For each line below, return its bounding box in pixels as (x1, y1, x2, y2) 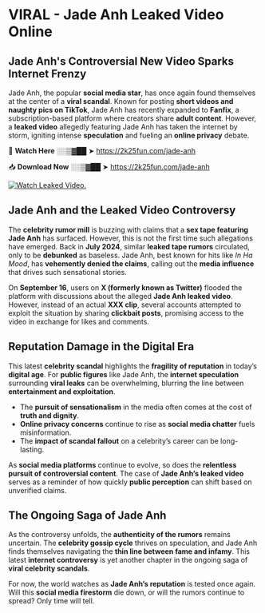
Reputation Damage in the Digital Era (8, 340, 194, 353)
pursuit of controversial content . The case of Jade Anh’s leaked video (8, 468, 244, 478)
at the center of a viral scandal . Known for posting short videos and (8, 97, 234, 105)
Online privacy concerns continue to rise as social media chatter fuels (19, 419, 255, 428)
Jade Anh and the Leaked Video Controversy (8, 204, 236, 217)
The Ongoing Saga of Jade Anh (8, 509, 167, 523)
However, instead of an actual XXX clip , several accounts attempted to (8, 300, 242, 309)
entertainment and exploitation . (8, 386, 116, 396)
